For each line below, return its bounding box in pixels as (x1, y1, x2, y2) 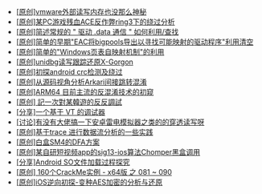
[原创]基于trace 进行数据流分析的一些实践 (15, 127, 154, 136)
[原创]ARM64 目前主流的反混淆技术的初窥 (15, 87, 154, 96)
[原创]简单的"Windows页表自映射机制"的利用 (15, 47, 165, 56)
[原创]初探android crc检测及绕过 (15, 67, 123, 76)
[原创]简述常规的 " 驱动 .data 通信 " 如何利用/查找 (15, 27, 179, 36)
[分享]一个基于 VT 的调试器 (15, 107, 106, 116)
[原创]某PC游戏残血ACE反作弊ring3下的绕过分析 (15, 17, 175, 26)
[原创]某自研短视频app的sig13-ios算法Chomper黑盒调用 (15, 148, 201, 156)
